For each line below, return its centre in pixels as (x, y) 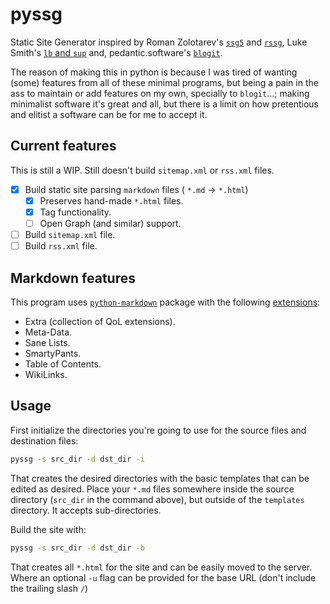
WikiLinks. (46, 374)
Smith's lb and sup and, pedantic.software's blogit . (116, 52)
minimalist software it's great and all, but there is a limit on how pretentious (165, 104)
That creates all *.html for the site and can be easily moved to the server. (161, 567)
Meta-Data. (48, 332)
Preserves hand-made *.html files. (111, 200)
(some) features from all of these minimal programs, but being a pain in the (164, 82)
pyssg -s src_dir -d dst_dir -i (77, 459)
